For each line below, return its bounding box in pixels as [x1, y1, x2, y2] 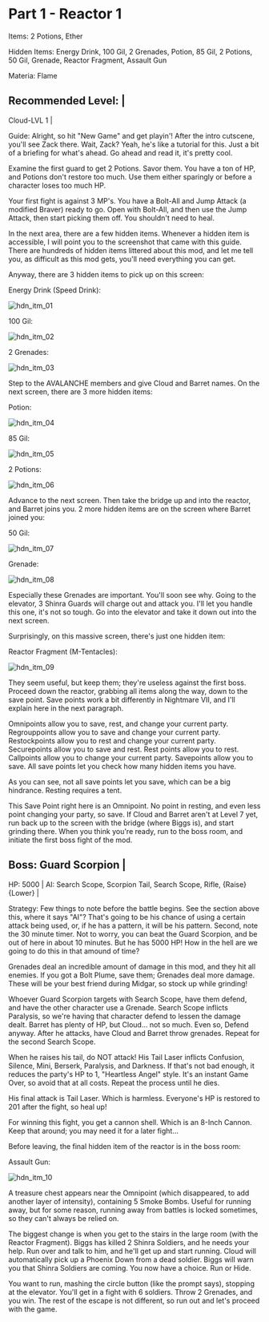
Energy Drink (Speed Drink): [8, 285, 102, 295]
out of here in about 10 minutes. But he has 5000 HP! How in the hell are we [8, 937, 259, 947]
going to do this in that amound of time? [8, 946, 140, 956]
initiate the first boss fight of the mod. [8, 835, 133, 844]
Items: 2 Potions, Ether [8, 31, 83, 41]
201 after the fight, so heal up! [8, 1102, 107, 1111]
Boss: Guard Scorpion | [8, 858, 126, 872]
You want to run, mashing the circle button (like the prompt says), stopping [8, 1279, 255, 1288]
